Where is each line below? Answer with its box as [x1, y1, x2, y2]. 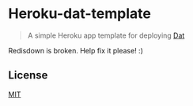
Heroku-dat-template [8, 5, 152, 23]
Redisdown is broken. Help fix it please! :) [8, 46, 144, 55]
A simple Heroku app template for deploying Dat [27, 31, 185, 40]
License [8, 68, 48, 82]
